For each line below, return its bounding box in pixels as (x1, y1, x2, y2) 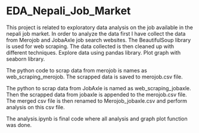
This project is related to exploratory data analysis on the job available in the (6, 24, 194, 31)
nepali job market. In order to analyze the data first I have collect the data (6, 30, 186, 37)
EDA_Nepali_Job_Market (6, 4, 131, 18)
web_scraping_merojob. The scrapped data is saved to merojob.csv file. (6, 73, 183, 80)
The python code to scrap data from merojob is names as (6, 66, 147, 74)
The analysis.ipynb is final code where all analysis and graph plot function (6, 115, 188, 122)
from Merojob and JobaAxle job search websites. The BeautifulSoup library (6, 36, 191, 43)
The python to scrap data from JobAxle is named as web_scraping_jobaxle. (6, 84, 191, 91)
